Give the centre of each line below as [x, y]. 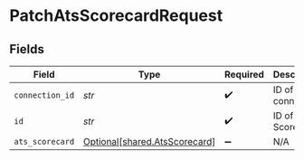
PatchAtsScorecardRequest [116, 16]
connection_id [44, 95]
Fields [27, 49]
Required [245, 75]
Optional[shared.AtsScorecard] [149, 141]
